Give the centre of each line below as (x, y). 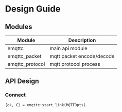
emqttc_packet (25, 56)
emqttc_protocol (26, 64)
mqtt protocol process (75, 64)
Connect (15, 95)
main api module (68, 48)
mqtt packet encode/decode (82, 56)
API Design (22, 81)
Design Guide (33, 9)
